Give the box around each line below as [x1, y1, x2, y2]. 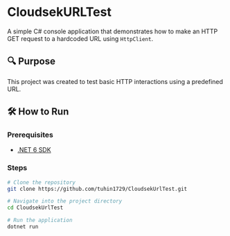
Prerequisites [7, 130, 53, 140]
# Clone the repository [7, 178, 76, 186]
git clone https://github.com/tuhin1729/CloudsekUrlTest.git [7, 185, 188, 192]
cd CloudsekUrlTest [7, 204, 64, 212]
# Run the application [7, 217, 73, 224]
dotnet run [7, 224, 39, 230]
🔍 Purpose [7, 56, 55, 67]
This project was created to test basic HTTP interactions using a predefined [7, 77, 224, 85]
